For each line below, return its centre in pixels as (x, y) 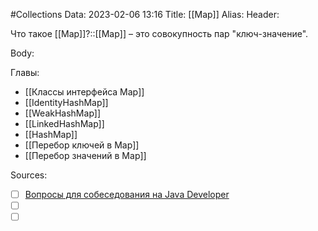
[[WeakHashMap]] (63, 113)
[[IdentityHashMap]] (66, 102)
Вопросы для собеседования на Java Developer (127, 194)
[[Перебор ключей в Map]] (82, 145)
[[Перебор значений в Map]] (85, 155)
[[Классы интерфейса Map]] (84, 92)
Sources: (29, 175)
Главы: (25, 72)
